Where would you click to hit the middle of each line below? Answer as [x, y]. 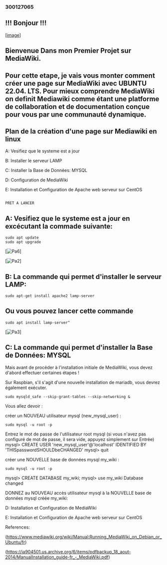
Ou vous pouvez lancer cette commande [69, 311]
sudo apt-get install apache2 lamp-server [50, 296]
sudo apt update [22, 238]
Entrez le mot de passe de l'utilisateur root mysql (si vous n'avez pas [76, 434]
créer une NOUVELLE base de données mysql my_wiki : [62, 459]
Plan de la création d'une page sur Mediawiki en [81, 131]
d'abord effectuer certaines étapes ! [42, 373]
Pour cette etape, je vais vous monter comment [80, 75]
